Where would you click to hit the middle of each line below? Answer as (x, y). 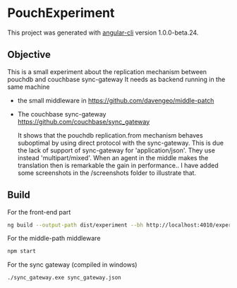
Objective (29, 55)
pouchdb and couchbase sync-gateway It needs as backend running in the (116, 79)
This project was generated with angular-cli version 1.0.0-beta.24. (103, 32)
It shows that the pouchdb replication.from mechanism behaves (110, 135)
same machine (29, 87)
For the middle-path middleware (54, 239)
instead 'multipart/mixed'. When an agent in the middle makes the (113, 157)
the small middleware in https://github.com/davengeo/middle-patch (116, 100)
